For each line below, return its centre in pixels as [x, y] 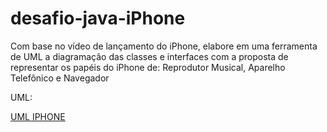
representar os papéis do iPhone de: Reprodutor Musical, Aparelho [148, 67]
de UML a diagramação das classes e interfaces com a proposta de [149, 56]
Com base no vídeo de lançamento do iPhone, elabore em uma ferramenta [164, 46]
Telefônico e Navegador [60, 78]
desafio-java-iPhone [98, 18]
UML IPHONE [38, 116]
